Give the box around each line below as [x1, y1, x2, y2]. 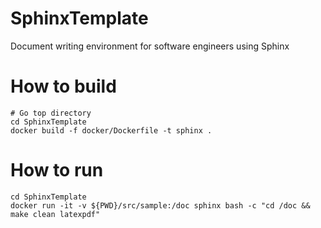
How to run [10, 159, 104, 182]
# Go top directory [10, 108, 92, 118]
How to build [10, 75, 117, 98]
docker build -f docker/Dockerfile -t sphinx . [10, 125, 213, 136]
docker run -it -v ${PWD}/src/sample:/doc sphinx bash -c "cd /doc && [10, 200, 311, 211]
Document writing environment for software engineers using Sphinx [10, 40, 290, 52]
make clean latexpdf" [10, 209, 101, 219]
